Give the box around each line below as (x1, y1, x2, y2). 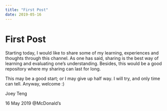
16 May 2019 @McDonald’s (5, 100, 61, 106)
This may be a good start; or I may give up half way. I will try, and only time (5, 75, 160, 81)
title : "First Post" (5, 7, 49, 12)
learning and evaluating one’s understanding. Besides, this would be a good (5, 60, 162, 66)
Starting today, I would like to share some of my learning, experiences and (5, 50, 159, 56)
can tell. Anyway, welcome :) (5, 81, 65, 87)
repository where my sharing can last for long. (5, 66, 101, 72)
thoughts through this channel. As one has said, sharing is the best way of (5, 55, 159, 61)
